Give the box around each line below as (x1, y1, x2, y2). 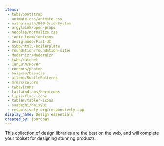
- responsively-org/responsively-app (7, 107, 84, 113)
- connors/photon (7, 67, 43, 72)
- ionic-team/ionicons (7, 35, 54, 40)
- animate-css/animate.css (7, 16, 63, 21)
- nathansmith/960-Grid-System (7, 21, 71, 26)
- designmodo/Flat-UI (7, 39, 51, 44)
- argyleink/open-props (7, 25, 56, 30)
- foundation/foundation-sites (7, 48, 71, 53)
